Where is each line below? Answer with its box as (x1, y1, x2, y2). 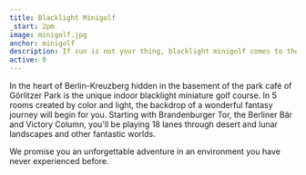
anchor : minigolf (9, 38, 76, 48)
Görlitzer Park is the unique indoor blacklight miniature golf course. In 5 (9, 90, 278, 101)
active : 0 (9, 55, 47, 64)
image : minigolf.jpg (9, 30, 88, 39)
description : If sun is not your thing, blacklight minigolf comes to (9, 47, 283, 56)
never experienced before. (9, 156, 109, 166)
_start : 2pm (9, 22, 55, 31)
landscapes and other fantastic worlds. (9, 129, 157, 139)
